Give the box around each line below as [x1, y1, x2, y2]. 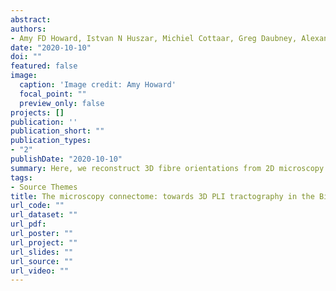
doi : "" [10, 52, 43, 62]
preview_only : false [19, 98, 105, 108]
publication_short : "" [10, 126, 105, 136]
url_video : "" [10, 266, 70, 276]
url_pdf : [10, 219, 47, 230]
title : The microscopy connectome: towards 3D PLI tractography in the [10, 191, 315, 201]
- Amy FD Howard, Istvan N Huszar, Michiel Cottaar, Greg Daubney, [10, 33, 298, 43]
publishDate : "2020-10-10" [10, 154, 123, 164]
